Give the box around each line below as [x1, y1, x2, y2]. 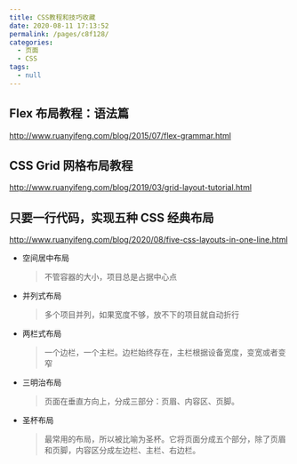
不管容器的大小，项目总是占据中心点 [44, 272, 178, 283]
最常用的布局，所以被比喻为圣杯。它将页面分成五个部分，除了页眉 [44, 434, 286, 444]
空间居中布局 [21, 252, 69, 263]
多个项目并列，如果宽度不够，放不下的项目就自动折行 [44, 309, 240, 320]
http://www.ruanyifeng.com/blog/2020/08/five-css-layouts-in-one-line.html [9, 235, 288, 245]
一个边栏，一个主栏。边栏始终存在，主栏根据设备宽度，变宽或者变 [44, 348, 286, 358]
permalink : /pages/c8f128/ [9, 29, 109, 38]
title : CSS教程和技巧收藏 [9, 12, 96, 22]
